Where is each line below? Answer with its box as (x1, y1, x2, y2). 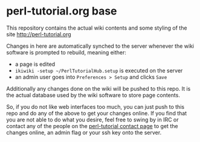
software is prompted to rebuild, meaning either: (6, 48, 127, 56)
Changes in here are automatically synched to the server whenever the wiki (6, 42, 195, 50)
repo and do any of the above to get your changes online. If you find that (6, 109, 187, 117)
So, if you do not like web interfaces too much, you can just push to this (6, 103, 185, 110)
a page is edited (15, 60, 56, 68)
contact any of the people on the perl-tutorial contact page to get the (6, 122, 178, 129)
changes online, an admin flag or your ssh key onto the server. (6, 129, 162, 136)
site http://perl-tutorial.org (6, 30, 71, 37)
